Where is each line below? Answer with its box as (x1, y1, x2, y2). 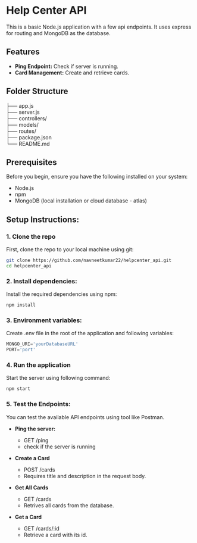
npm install (6, 302, 36, 308)
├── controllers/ (6, 114, 48, 122)
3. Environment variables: (6, 316, 82, 324)
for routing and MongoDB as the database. (6, 29, 111, 36)
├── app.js (6, 102, 34, 109)
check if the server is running (23, 443, 96, 450)
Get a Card (14, 513, 42, 520)
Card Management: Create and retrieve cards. (14, 69, 130, 76)
